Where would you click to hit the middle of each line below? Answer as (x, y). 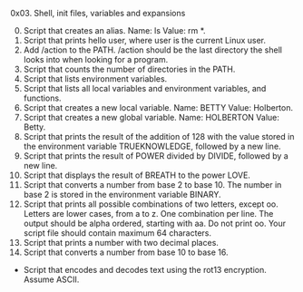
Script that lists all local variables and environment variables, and (145, 88)
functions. (42, 98)
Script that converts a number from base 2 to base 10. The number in (152, 185)
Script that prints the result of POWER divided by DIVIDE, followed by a (156, 156)
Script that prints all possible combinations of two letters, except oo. (151, 204)
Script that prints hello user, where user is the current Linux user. (145, 40)
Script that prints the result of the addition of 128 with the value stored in (159, 136)
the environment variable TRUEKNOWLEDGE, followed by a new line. (152, 146)
